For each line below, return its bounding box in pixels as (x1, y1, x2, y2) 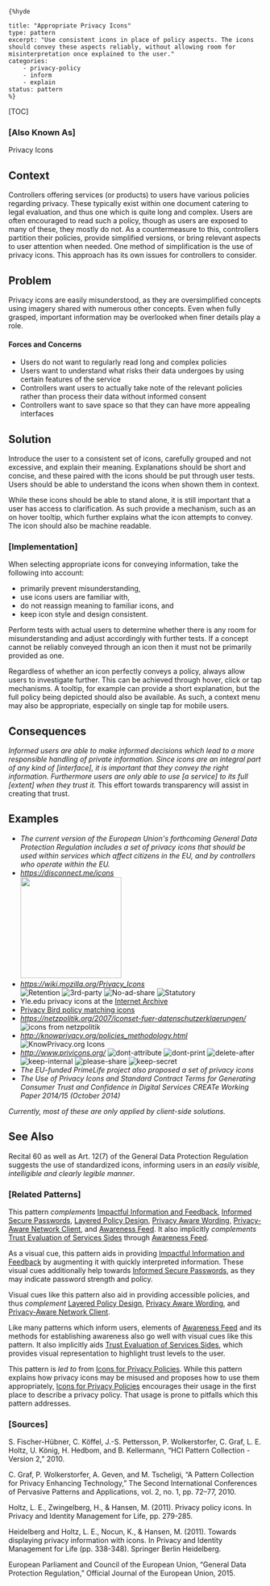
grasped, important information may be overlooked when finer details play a (8, 312, 260, 322)
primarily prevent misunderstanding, (19, 584, 141, 593)
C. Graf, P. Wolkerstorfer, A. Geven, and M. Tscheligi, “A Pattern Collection (8, 1470, 255, 1479)
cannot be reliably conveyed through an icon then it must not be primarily (8, 643, 252, 652)
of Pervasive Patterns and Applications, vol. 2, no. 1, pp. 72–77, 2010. (8, 1487, 237, 1497)
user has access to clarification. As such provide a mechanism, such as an (8, 504, 256, 513)
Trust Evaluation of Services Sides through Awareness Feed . (8, 1233, 210, 1242)
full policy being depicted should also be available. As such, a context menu (8, 692, 260, 702)
